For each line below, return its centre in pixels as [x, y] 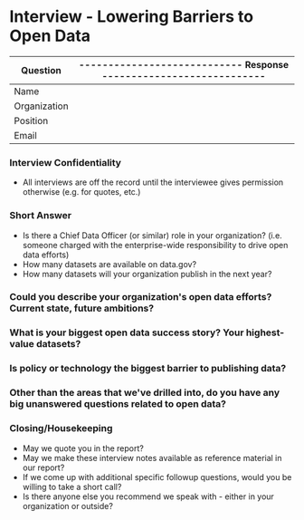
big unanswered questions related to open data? [118, 404]
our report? [43, 467]
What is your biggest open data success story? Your [127, 332]
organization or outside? [67, 506]
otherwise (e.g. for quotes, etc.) [81, 192]
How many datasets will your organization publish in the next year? [147, 274]
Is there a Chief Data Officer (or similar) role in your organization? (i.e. [152, 235]
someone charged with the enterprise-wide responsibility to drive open [155, 245]
